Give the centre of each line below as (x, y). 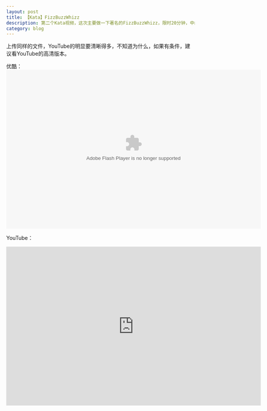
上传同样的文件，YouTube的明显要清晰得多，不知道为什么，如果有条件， (96, 46)
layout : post (22, 12)
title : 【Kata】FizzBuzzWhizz (43, 17)
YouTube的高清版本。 (43, 54)
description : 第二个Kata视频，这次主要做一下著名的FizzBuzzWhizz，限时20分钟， (98, 23)
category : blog (25, 28)
